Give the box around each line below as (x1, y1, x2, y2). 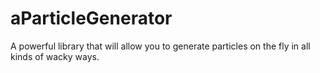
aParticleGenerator (10, 7, 173, 30)
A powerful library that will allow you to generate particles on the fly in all (10, 40, 311, 52)
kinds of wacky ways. (10, 50, 100, 62)
